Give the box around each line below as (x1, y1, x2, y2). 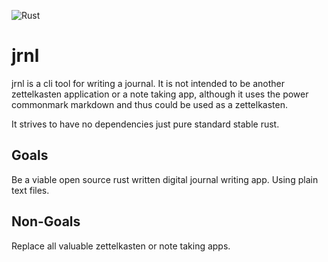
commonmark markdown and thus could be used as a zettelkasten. (11, 98, 288, 110)
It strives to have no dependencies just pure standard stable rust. (11, 118, 280, 130)
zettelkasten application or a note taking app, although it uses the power (11, 88, 309, 100)
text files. (11, 184, 50, 196)
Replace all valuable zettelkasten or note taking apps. (11, 240, 231, 252)
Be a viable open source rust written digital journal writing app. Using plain (11, 173, 319, 185)
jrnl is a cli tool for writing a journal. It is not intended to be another (11, 77, 285, 89)
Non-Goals (11, 213, 81, 230)
